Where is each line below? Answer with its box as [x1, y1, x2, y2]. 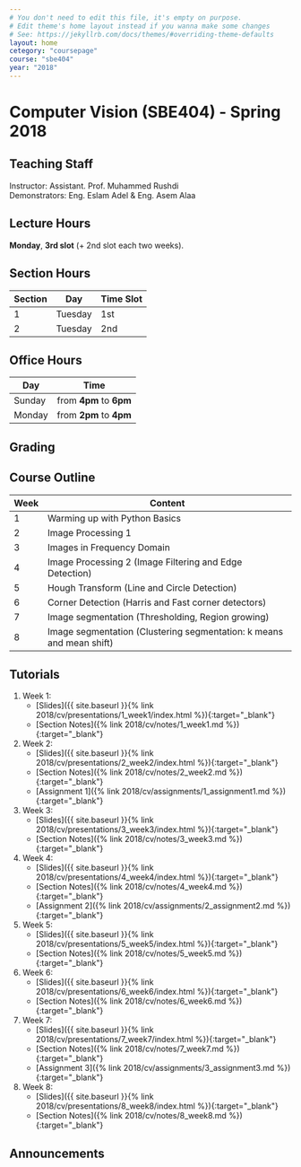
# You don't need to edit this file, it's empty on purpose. [9, 13, 243, 22]
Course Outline [9, 470, 96, 486]
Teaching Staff [9, 156, 94, 171]
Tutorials [9, 666, 60, 682]
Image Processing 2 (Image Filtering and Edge [47, 556, 243, 568]
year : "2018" [9, 64, 58, 73]
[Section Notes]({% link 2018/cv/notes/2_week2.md [35, 767, 227, 777]
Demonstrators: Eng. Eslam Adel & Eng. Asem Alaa [9, 189, 196, 200]
